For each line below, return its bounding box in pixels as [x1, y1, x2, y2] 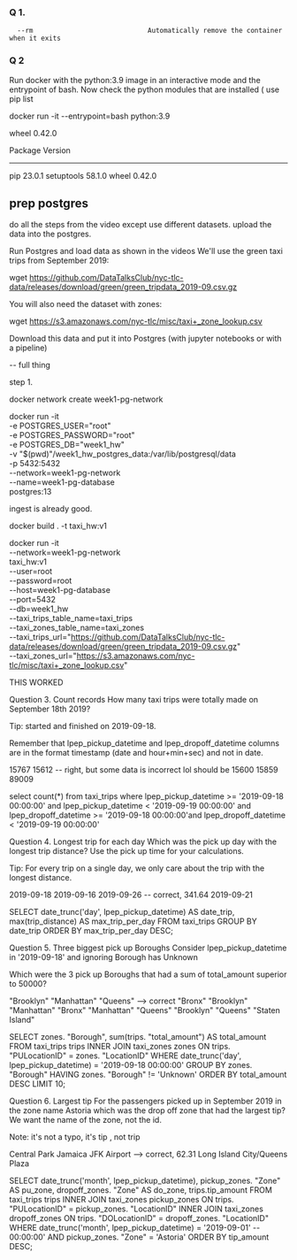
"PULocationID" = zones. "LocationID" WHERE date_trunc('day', [9, 1050, 241, 1061]
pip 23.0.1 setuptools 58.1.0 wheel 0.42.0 [9, 170, 157, 181]
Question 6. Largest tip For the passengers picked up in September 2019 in [9, 1095, 282, 1107]
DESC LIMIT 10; [9, 1079, 66, 1089]
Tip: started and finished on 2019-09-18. [9, 721, 156, 732]
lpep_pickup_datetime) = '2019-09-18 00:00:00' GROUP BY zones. [9, 1060, 253, 1071]
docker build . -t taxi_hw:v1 [9, 520, 108, 532]
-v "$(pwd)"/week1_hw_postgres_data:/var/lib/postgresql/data [9, 449, 237, 459]
